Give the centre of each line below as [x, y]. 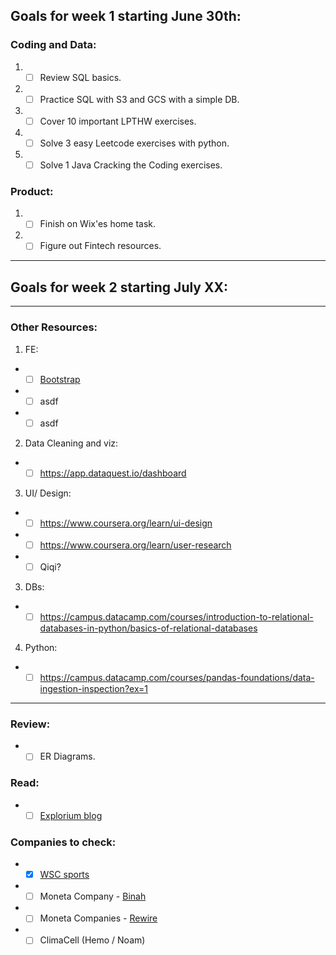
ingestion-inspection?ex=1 [94, 689]
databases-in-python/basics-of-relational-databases [148, 628]
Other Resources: [54, 327]
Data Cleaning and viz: [71, 443]
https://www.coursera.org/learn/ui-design [126, 523]
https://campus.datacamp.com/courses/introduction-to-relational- [176, 616]
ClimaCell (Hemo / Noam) [92, 940]
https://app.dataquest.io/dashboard [113, 473]
